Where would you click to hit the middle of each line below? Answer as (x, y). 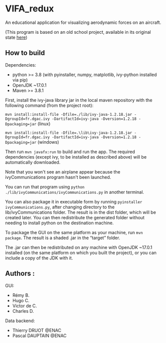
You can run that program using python (45, 186)
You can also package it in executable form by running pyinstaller (74, 201)
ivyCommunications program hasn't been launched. (58, 177)
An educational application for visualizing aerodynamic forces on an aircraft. (83, 22)
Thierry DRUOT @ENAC (37, 330)
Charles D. (23, 311)
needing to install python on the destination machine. (59, 223)
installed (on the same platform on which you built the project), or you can (81, 253)
